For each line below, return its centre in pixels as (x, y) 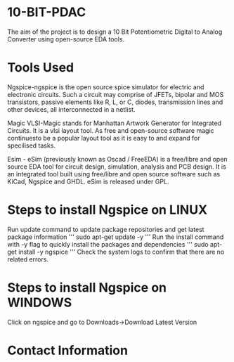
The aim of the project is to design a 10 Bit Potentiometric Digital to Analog (115, 32)
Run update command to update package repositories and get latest (106, 229)
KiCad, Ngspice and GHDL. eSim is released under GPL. (88, 181)
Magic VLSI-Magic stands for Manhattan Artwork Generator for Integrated (115, 123)
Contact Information (68, 350)
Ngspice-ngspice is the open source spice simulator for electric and (106, 87)
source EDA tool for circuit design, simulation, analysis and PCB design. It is (117, 167)
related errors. (28, 259)
